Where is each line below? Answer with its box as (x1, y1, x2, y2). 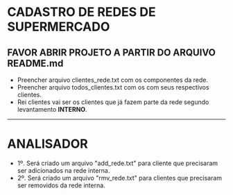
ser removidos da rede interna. (17, 181, 105, 189)
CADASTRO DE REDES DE (7, 4, 156, 20)
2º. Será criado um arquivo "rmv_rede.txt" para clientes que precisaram (17, 173, 223, 182)
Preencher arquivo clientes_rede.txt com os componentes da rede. (17, 76, 209, 84)
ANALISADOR (7, 136, 88, 152)
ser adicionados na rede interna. (17, 166, 110, 174)
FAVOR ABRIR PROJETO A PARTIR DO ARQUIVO (7, 46, 216, 58)
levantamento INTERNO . (17, 105, 88, 113)
